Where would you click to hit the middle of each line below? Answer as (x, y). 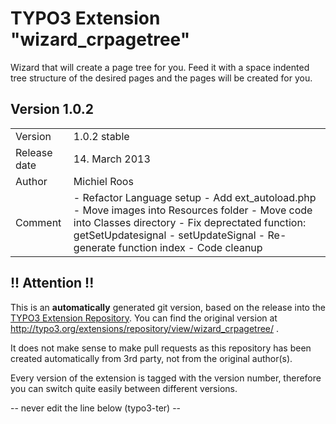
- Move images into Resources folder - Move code (193, 210)
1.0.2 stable (101, 136)
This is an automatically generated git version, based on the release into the (168, 307)
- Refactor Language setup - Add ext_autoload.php (195, 197)
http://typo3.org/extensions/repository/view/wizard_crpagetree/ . (145, 328)
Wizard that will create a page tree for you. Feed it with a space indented (160, 67)
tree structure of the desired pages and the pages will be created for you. (161, 78)
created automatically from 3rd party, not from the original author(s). (151, 358)
